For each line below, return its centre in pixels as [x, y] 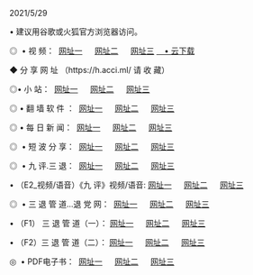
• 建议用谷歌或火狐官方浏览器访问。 [76, 32]
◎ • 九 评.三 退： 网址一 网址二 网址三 [92, 165]
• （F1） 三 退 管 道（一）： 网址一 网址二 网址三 [108, 223]
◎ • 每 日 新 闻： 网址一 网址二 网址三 [91, 127]
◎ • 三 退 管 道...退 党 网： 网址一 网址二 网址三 [109, 204]
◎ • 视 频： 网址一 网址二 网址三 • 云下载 [102, 50]
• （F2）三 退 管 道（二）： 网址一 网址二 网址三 [107, 242]
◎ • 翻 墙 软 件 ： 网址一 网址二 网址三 [92, 108]
